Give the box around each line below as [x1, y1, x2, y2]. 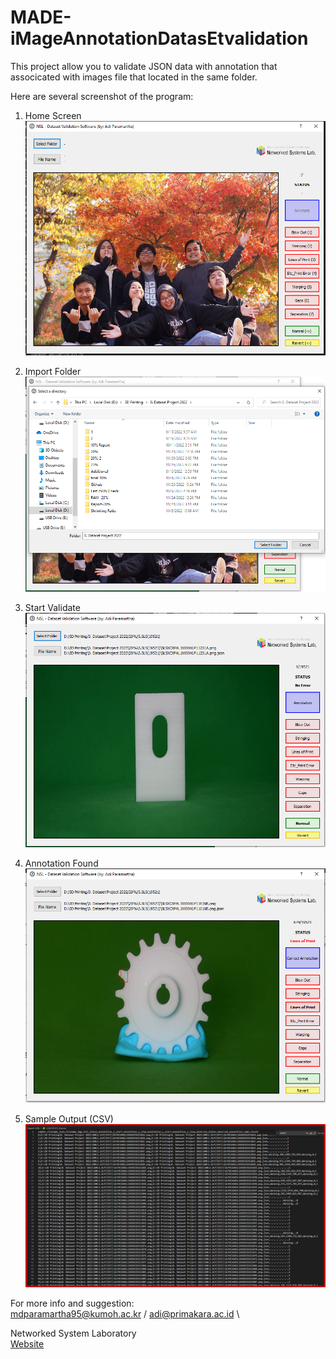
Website [10, 1337, 45, 1350]
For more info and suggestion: [10, 1297, 135, 1309]
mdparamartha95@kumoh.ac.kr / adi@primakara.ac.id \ [10, 1307, 240, 1320]
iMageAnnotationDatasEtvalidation [10, 27, 309, 50]
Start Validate [24, 601, 81, 613]
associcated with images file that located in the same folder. [10, 71, 258, 83]
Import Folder [24, 365, 82, 377]
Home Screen [24, 109, 82, 121]
